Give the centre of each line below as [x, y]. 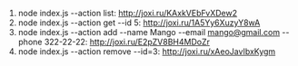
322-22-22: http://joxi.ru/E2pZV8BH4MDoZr [127, 42]
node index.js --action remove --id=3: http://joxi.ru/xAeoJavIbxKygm [147, 52]
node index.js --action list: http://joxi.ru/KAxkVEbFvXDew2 [128, 13]
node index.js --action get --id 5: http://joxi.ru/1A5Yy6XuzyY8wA [139, 23]
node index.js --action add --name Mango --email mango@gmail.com [149, 32]
